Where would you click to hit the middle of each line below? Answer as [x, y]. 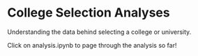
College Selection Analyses [89, 13]
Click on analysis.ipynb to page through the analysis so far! [92, 45]
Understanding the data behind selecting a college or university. [99, 32]
